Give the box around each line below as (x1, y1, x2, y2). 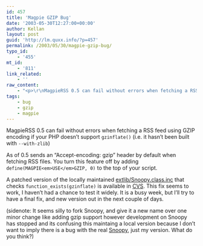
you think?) (6, 233, 34, 240)
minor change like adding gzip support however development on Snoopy (6, 213, 187, 221)
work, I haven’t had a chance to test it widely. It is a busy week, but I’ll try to (6, 189, 195, 196)
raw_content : (6, 82, 39, 88)
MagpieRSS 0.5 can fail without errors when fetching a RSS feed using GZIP (6, 127, 195, 134)
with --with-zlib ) (6, 140, 50, 147)
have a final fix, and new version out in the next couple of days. (6, 195, 164, 203)
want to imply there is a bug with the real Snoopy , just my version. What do (6, 227, 193, 234)
